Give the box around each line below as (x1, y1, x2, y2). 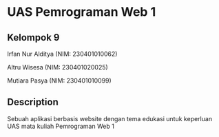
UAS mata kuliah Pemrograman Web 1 (7, 122, 115, 130)
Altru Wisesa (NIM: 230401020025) (7, 63, 108, 71)
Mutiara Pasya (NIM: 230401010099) (7, 76, 112, 85)
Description (7, 96, 59, 108)
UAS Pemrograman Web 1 (7, 4, 156, 20)
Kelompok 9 (7, 32, 60, 43)
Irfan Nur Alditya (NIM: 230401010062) (7, 50, 118, 58)
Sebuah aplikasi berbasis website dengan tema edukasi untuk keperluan (7, 114, 212, 123)
